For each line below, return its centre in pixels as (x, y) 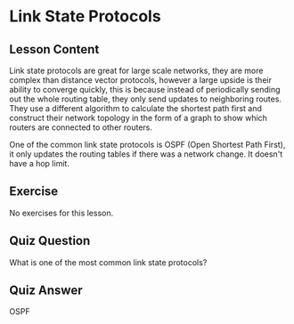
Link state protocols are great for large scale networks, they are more (136, 70)
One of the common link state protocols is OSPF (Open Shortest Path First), (147, 145)
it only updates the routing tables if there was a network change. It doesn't (146, 154)
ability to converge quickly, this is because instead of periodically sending (145, 89)
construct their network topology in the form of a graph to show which (138, 118)
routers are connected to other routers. (81, 127)
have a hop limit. (39, 163)
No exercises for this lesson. (61, 213)
